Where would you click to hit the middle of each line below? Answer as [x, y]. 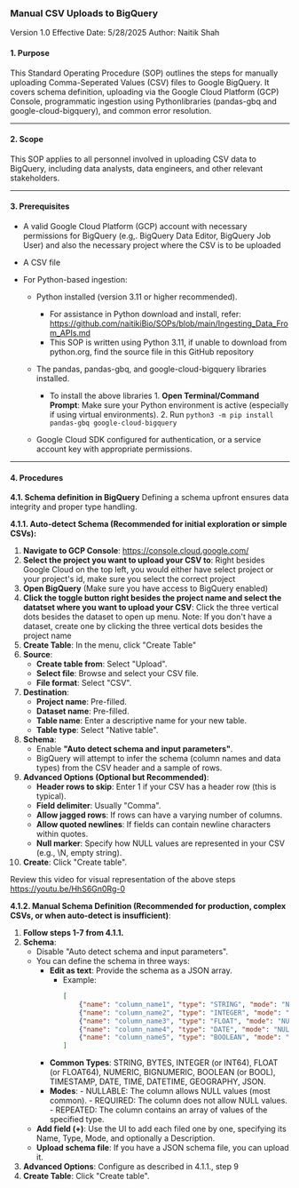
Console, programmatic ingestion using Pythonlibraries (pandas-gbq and [144, 101]
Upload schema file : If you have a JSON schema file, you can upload [162, 1148]
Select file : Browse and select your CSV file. [117, 674]
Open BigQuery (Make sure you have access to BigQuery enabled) [146, 588]
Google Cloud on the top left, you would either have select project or [148, 570]
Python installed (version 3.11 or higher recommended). [137, 297]
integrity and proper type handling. [74, 507]
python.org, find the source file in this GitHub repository [151, 351]
